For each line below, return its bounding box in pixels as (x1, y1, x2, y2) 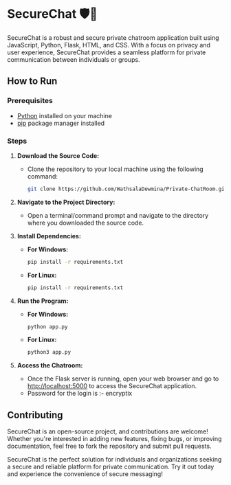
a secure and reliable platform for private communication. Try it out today (7, 462, 214, 471)
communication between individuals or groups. (7, 55, 140, 63)
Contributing (7, 409, 63, 420)
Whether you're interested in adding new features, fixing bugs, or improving (7, 435, 222, 443)
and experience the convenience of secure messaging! (7, 470, 163, 478)
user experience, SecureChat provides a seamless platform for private (7, 48, 206, 56)
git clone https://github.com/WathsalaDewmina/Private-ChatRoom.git (27, 185, 228, 192)
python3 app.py (27, 349, 71, 356)
